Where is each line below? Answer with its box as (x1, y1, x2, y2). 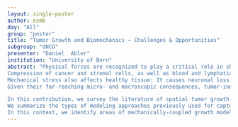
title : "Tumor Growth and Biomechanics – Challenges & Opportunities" (7, 37, 220, 44)
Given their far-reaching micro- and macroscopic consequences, (7, 83, 201, 90)
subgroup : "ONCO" (7, 43, 59, 50)
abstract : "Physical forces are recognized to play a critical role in (7, 63, 223, 70)
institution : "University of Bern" (7, 57, 113, 64)
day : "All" (7, 23, 40, 31)
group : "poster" (7, 30, 55, 38)
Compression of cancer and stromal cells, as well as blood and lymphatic (7, 70, 233, 77)
